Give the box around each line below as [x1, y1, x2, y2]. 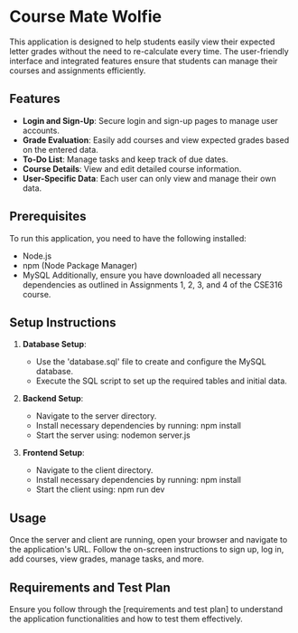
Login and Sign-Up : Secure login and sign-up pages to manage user [22, 115, 278, 126]
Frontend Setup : [22, 448, 85, 458]
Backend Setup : [22, 393, 84, 404]
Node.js [22, 250, 52, 261]
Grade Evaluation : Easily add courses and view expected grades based [22, 134, 290, 146]
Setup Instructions [9, 315, 116, 330]
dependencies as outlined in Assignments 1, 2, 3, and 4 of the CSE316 [22, 279, 283, 290]
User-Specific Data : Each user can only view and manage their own [22, 173, 277, 184]
